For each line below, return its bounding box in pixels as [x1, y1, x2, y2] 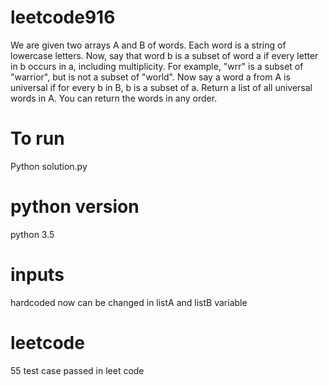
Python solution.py [10, 160, 88, 172]
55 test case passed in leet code [10, 364, 145, 376]
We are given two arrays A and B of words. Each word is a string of [10, 39, 287, 51]
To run [10, 127, 65, 150]
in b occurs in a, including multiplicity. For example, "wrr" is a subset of [10, 60, 304, 72]
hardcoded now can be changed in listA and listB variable [10, 296, 248, 308]
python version [10, 196, 140, 218]
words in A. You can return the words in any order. [10, 92, 218, 104]
